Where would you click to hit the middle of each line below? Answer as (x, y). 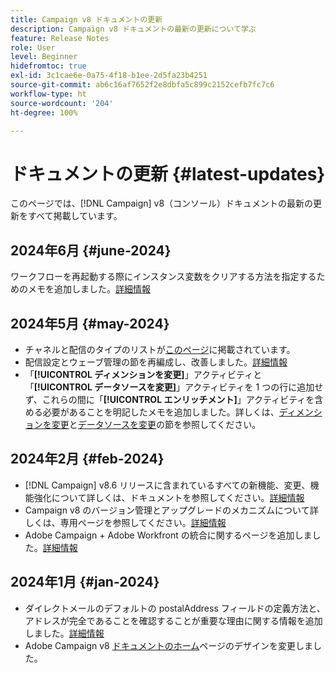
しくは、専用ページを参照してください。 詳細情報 (125, 522)
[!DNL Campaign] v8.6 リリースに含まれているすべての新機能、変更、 (167, 485)
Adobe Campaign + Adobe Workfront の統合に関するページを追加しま (168, 535)
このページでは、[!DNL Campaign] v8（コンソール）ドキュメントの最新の (162, 203)
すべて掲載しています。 (75, 216)
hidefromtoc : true (48, 66)
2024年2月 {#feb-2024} (87, 459)
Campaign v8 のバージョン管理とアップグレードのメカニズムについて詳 (171, 510)
